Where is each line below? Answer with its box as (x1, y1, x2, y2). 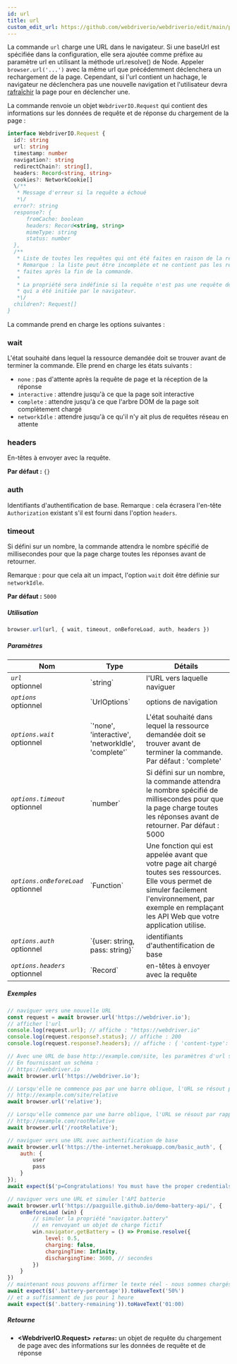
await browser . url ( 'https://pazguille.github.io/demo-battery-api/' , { (7, 1202, 222, 1209)
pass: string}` (90, 945, 134, 955)
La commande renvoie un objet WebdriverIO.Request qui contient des (7, 102, 208, 110)
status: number (25, 235, 71, 242)
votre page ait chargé (145, 859, 217, 868)
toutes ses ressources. (145, 867, 221, 877)
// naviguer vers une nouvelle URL (7, 1007, 112, 1014)
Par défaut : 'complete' (145, 756, 221, 766)
